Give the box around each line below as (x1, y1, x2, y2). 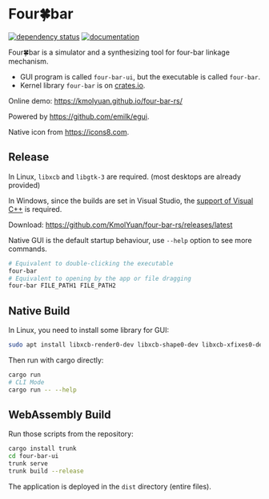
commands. (8, 244, 48, 254)
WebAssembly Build (8, 408, 111, 421)
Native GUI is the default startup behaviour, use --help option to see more (8, 235, 252, 245)
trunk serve (8, 460, 48, 468)
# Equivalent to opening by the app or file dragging (8, 274, 192, 282)
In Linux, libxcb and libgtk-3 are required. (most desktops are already (8, 172, 242, 181)
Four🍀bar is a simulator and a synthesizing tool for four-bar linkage (8, 47, 231, 57)
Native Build (8, 304, 70, 318)
